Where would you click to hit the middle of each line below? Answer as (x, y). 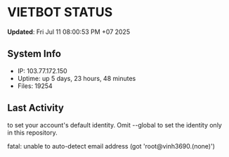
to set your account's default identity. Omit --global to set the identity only (115, 125)
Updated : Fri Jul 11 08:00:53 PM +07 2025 (69, 32)
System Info (34, 54)
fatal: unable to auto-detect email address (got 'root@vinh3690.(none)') (111, 146)
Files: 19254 (35, 86)
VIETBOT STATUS (60, 12)
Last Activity (36, 108)
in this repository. (32, 132)
